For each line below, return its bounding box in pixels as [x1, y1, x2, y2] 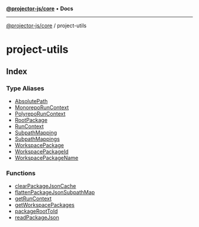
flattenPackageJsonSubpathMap [14, 189, 95, 196]
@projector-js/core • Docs [6, 5, 73, 12]
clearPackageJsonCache [14, 183, 76, 190]
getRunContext [14, 195, 52, 202]
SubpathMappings [14, 135, 60, 142]
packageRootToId [14, 207, 58, 215]
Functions [6, 169, 36, 177]
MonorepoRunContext [14, 104, 69, 111]
